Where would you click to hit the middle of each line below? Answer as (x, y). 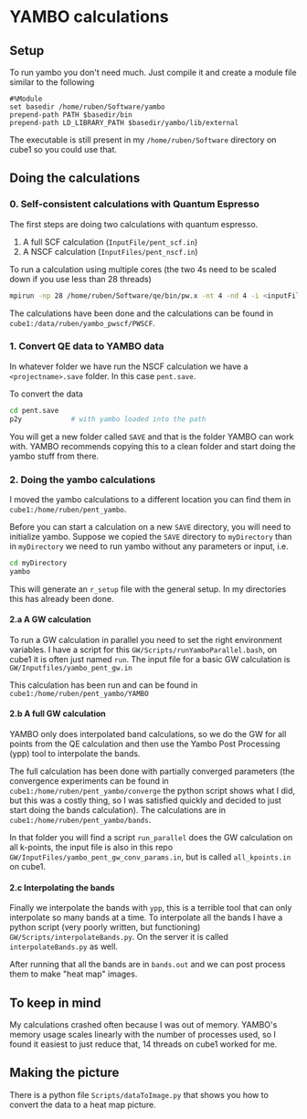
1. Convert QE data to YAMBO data (87, 346)
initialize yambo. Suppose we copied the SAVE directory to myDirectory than (151, 536)
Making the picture (64, 1073)
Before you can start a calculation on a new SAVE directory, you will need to (150, 526)
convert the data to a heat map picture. (83, 1104)
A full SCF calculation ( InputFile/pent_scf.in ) (110, 242)
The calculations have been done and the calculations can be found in (142, 313)
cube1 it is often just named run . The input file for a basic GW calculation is (150, 659)
